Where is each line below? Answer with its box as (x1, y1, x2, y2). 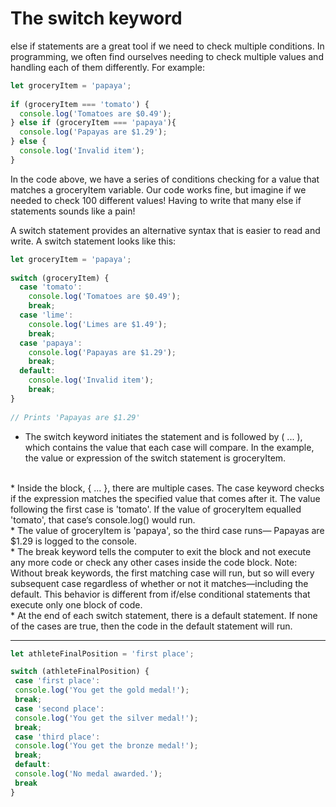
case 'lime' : (19, 310, 74, 321)
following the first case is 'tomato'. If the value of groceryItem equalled (10, 503, 302, 515)
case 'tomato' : (19, 282, 83, 292)
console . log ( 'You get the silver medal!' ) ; (14, 713, 199, 723)
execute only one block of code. (10, 598, 143, 611)
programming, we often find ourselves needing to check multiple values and (10, 50, 324, 62)
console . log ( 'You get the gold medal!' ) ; (14, 685, 190, 696)
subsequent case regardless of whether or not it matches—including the (10, 577, 309, 589)
